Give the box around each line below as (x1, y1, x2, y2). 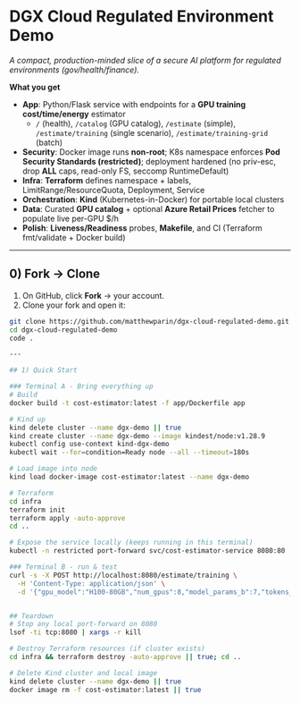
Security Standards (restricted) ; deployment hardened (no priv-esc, (21, 156, 277, 166)
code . (9, 334, 34, 343)
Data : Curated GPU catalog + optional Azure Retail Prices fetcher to (21, 203, 275, 214)
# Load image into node (9, 464, 98, 473)
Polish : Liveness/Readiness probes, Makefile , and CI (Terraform (21, 222, 263, 233)
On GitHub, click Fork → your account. (21, 290, 165, 301)
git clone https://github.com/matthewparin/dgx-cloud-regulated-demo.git (9, 317, 290, 326)
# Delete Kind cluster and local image (9, 668, 158, 677)
